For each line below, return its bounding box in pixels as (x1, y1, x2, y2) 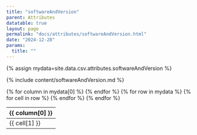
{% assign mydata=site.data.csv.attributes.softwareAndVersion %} (6, 64, 172, 72)
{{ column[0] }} (9, 108, 53, 117)
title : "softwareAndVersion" (6, 8, 80, 15)
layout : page (6, 25, 39, 32)
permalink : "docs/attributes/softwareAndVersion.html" (6, 31, 147, 37)
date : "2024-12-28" (6, 37, 55, 43)
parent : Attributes (6, 14, 55, 20)
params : (6, 43, 26, 49)
